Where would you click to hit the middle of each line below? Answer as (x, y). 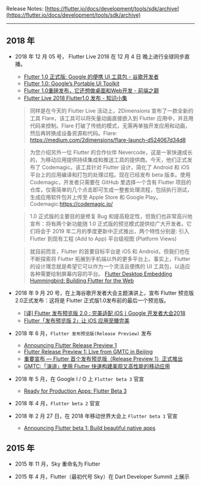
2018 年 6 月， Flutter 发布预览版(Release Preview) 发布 (83, 333)
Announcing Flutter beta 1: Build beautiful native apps (89, 428)
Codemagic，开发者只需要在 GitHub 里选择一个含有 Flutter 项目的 (110, 182)
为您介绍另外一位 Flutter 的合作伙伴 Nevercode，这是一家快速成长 (111, 152)
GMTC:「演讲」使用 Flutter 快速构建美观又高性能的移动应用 (97, 366)
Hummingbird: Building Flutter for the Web (82, 280)
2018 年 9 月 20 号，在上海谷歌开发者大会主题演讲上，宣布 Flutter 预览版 (104, 293)
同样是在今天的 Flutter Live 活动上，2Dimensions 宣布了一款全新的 (112, 111)
